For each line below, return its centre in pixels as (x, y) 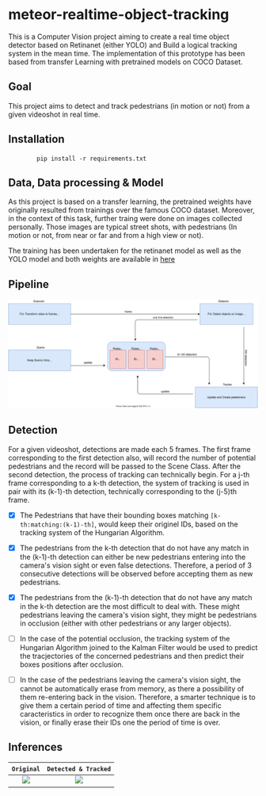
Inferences (36, 747)
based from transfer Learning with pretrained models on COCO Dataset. (125, 62)
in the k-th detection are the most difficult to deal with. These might (129, 606)
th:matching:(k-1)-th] (57, 525)
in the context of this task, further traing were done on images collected (125, 219)
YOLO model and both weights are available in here (92, 259)
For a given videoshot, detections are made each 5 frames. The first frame (129, 449)
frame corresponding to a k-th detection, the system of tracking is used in (129, 483)
